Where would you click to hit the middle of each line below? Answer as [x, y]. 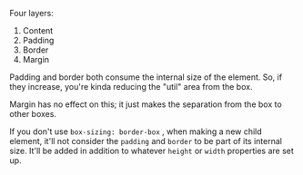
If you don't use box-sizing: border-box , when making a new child [136, 131]
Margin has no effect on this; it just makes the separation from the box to [146, 104]
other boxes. [33, 114]
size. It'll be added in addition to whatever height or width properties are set [151, 151]
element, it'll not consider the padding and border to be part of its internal [146, 141]
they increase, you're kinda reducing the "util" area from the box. [131, 87]
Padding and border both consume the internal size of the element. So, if [146, 77]
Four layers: [32, 13]
